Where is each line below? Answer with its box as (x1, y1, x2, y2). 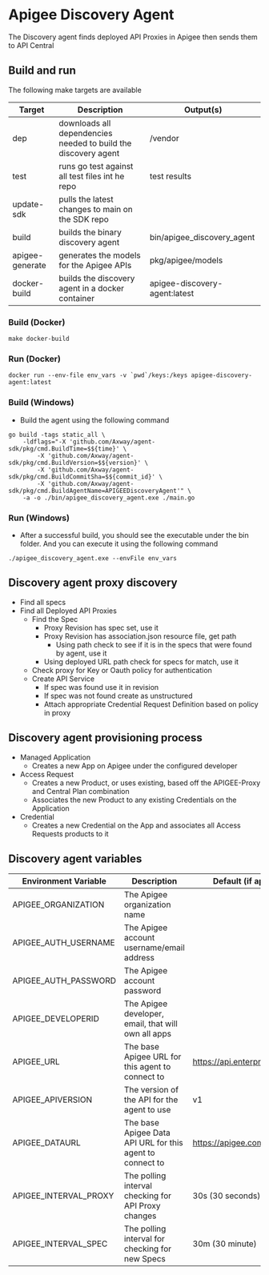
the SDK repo (58, 214, 110, 225)
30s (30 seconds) (192, 1190, 261, 1201)
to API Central (8, 40, 54, 50)
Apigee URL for (123, 1051, 182, 1062)
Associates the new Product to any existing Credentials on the (31, 795, 238, 804)
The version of (123, 1085, 179, 1096)
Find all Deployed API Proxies (19, 606, 118, 615)
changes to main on (58, 203, 134, 215)
